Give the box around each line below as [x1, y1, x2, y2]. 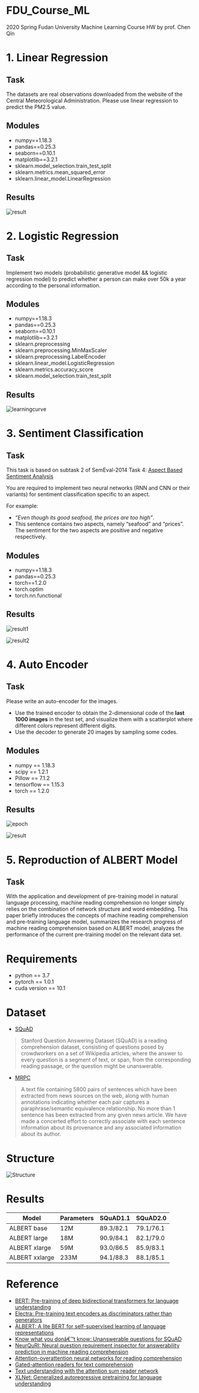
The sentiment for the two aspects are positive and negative [14, 527, 163, 534]
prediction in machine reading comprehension [14, 1348, 128, 1356]
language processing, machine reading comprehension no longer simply [6, 899, 185, 906]
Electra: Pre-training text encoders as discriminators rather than [14, 1310, 172, 1317]
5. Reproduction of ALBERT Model [6, 853, 178, 867]
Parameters [60, 1214, 94, 1223]
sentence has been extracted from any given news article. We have [20, 1111, 187, 1119]
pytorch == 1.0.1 [14, 978, 54, 986]
